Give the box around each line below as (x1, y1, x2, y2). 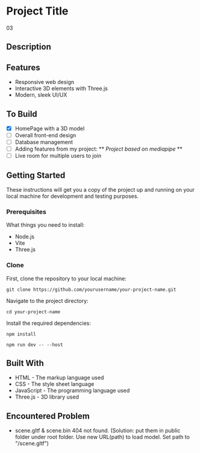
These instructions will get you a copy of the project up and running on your (6, 186, 195, 194)
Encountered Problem (6, 411, 90, 421)
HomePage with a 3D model (14, 125, 85, 132)
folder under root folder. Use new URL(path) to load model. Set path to (14, 434, 190, 441)
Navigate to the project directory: (6, 297, 89, 304)
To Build (6, 109, 37, 119)
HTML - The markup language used (14, 374, 104, 382)
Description (6, 42, 51, 52)
